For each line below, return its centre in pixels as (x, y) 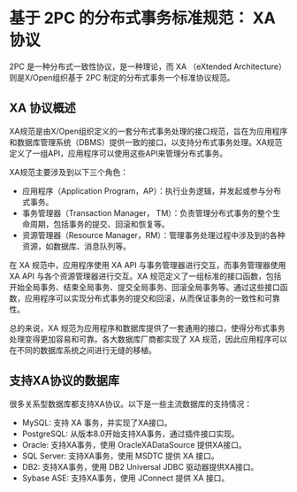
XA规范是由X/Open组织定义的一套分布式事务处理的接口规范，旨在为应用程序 (148, 131)
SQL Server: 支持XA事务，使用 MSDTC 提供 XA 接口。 (120, 456)
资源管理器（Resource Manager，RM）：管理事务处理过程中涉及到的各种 (153, 234)
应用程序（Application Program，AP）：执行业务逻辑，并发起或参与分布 (151, 190)
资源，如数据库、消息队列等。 (76, 246)
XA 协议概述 (43, 108)
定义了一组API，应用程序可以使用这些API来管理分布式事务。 (118, 153)
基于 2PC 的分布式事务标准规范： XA (142, 18)
